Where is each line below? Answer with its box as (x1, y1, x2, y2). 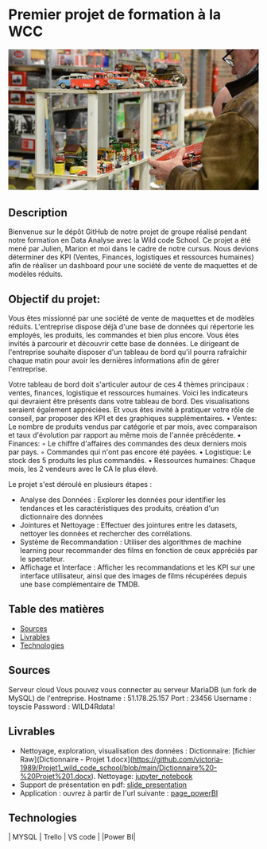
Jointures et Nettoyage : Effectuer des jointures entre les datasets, (19, 520, 238, 530)
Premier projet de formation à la (8, 6, 221, 24)
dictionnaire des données (19, 512, 103, 522)
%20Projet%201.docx (19, 771, 91, 781)
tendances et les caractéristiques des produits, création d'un (19, 504, 219, 513)
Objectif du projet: (8, 292, 101, 306)
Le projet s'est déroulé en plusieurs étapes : (8, 480, 153, 489)
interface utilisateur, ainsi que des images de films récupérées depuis (19, 571, 248, 581)
